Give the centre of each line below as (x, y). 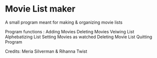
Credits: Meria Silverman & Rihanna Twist (46, 51)
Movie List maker (40, 9)
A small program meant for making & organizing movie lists (64, 22)
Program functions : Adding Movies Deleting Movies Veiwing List (70, 31)
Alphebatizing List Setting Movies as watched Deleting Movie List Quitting (79, 37)
